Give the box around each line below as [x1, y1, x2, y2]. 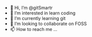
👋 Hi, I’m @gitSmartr [10, 5, 53, 10]
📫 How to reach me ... [10, 26, 57, 32]
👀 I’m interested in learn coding [10, 10, 76, 16]
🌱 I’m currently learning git [10, 15, 66, 21]
